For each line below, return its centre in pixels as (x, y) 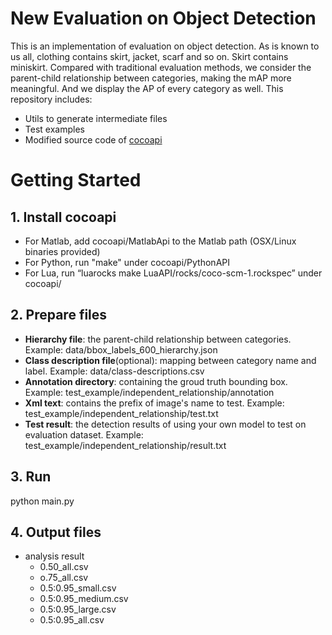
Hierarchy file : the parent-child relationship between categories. (158, 339)
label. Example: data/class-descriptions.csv (114, 371)
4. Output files (56, 532)
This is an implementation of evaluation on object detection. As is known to (165, 46)
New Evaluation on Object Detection (163, 18)
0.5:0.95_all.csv (72, 620)
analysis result (54, 556)
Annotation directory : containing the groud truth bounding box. (156, 381)
